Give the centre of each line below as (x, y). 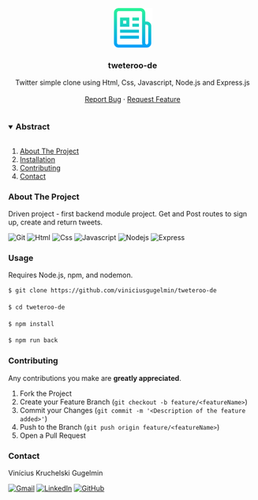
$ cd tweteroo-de (37, 307)
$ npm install (32, 324)
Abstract (33, 127)
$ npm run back (33, 340)
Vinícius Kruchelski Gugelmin (56, 472)
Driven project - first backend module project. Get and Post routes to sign (128, 213)
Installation (37, 159)
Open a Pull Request (53, 435)
